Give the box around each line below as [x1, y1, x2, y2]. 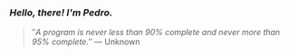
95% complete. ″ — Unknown [31, 36, 140, 47]
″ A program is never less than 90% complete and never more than [31, 27, 281, 38]
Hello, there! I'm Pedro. [9, 6, 113, 19]
